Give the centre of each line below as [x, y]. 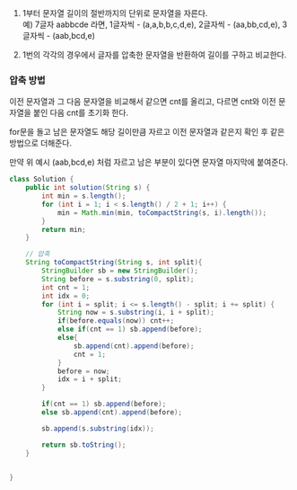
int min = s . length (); [84, 196]
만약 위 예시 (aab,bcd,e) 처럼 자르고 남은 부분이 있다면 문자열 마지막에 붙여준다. [149, 162]
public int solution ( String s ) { [88, 188]
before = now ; [83, 371]
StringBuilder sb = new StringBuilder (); [120, 271]
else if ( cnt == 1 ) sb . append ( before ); [130, 330]
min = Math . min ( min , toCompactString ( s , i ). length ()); [162, 213]
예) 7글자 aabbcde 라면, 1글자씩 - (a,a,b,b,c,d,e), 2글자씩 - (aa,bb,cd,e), [151, 24]
